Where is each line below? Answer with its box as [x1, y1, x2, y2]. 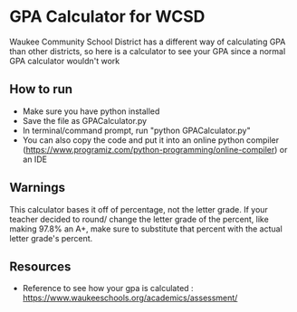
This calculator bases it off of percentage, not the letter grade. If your [9, 203, 269, 214]
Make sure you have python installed [22, 106, 160, 117]
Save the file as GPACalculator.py [22, 115, 148, 126]
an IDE [22, 154, 48, 165]
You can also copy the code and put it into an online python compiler [22, 134, 280, 146]
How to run [9, 81, 73, 97]
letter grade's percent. [9, 232, 93, 243]
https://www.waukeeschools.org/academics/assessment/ [22, 292, 238, 304]
